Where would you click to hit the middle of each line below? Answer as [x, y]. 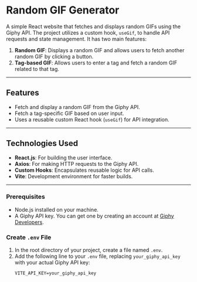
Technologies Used [42, 143]
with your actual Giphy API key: [52, 263]
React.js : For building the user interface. [63, 157]
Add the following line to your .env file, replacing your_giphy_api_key [97, 256]
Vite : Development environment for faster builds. [74, 176]
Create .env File [29, 237]
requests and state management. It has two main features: [77, 39]
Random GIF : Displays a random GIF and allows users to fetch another [99, 50]
